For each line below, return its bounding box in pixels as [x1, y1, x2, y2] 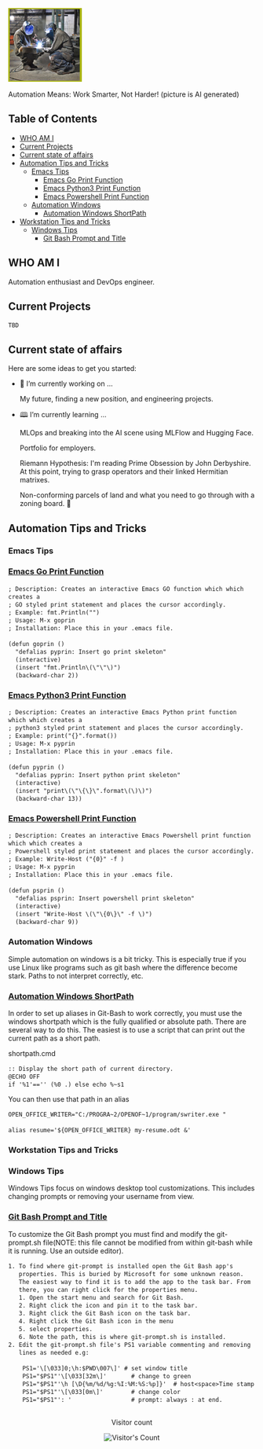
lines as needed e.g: [18, 1348, 89, 1356]
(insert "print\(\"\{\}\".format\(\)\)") [15, 787, 153, 795]
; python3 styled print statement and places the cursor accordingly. [8, 724, 244, 732]
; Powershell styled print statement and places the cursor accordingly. [8, 848, 255, 856]
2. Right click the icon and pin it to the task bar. [18, 1301, 199, 1309]
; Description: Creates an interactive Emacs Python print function [8, 709, 237, 717]
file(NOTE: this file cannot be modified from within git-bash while [42, 1238, 253, 1247]
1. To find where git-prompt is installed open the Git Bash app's [8, 1262, 234, 1270]
